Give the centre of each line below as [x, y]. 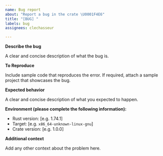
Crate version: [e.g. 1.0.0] [38, 129]
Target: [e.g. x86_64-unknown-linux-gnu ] [53, 124]
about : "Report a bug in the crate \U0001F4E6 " [55, 14]
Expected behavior [25, 90]
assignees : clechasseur [30, 28]
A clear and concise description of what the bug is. [57, 56]
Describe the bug [23, 46]
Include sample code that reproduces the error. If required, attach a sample [81, 75]
